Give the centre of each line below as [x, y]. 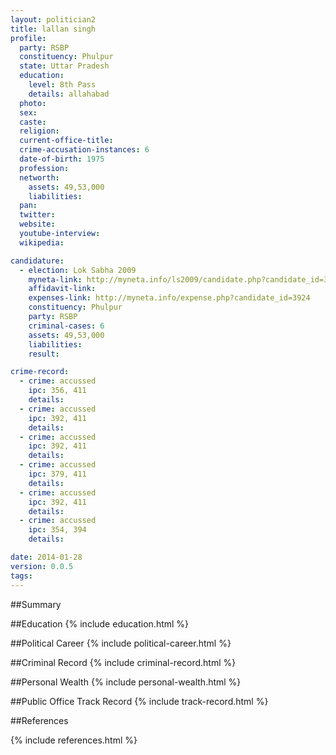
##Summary [36, 604]
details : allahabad [69, 94]
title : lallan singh [53, 29]
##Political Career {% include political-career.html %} [121, 643]
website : [37, 224]
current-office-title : [66, 141]
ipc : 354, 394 [57, 530]
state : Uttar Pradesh [64, 66]
